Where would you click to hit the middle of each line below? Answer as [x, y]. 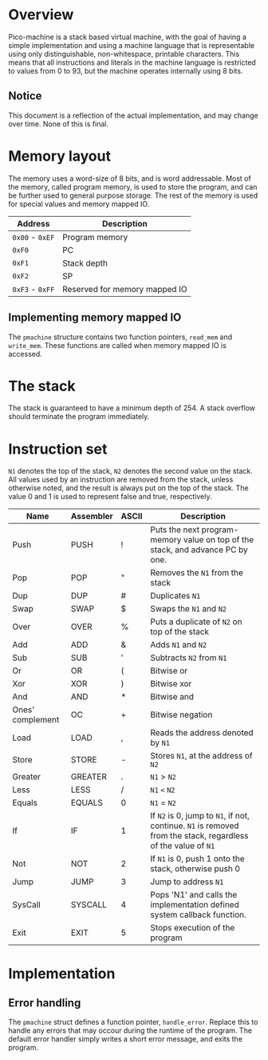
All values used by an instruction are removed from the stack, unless [121, 480]
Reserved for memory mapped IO [125, 289]
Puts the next [175, 530]
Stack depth [85, 263]
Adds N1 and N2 [179, 645]
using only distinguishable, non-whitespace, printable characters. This [124, 54]
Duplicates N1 [175, 596]
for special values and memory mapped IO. [79, 204]
